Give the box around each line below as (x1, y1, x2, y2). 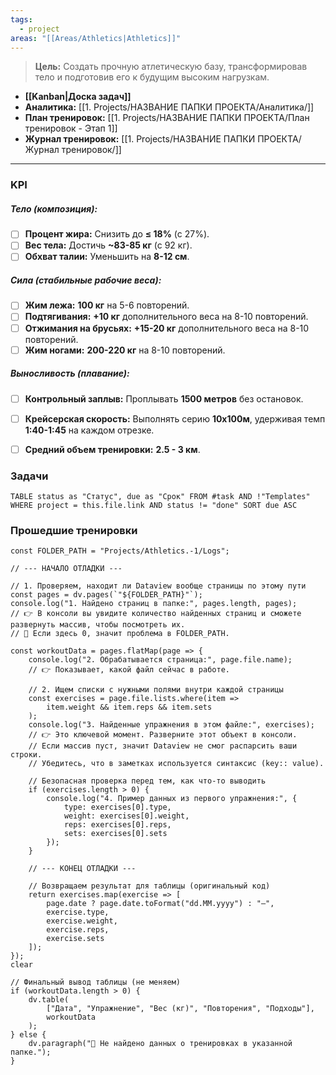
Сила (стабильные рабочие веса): (10, 274, 162, 286)
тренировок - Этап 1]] (24, 122, 118, 135)
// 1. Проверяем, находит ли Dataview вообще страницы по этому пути (10, 581, 307, 591)
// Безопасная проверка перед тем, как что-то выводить (28, 776, 267, 786)
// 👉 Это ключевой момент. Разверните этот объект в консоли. (28, 730, 298, 740)
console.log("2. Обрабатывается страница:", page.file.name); (28, 655, 293, 665)
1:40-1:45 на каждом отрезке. (24, 424, 155, 436)
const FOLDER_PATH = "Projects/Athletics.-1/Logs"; (10, 546, 230, 556)
